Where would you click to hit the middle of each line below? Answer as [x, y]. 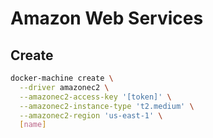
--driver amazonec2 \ [64, 87]
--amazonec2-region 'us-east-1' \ [91, 115]
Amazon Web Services [107, 18]
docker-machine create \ [62, 78]
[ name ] [33, 125]
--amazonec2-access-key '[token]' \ [95, 97]
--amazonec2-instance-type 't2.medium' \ [107, 106]
